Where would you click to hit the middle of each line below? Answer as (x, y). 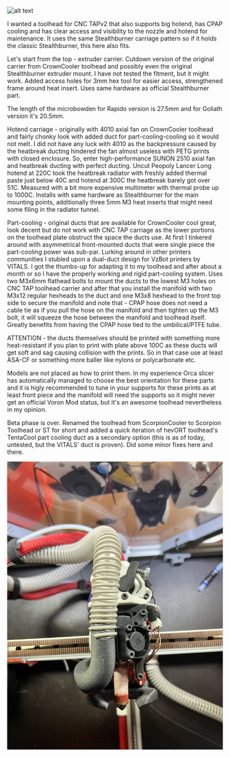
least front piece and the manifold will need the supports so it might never (111, 395)
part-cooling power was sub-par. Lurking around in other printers (99, 252)
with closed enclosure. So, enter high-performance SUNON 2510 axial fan (111, 158)
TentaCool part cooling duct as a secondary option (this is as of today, (106, 437)
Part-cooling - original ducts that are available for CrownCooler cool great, (112, 223)
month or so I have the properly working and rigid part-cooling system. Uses (115, 274)
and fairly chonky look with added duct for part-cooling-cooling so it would (113, 136)
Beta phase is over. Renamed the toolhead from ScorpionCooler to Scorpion (114, 423)
